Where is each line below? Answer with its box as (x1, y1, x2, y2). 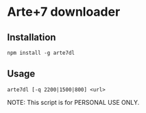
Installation (7, 32, 56, 43)
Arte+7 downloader (7, 4, 121, 20)
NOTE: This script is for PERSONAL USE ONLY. (7, 98, 140, 106)
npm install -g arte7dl (7, 49, 75, 56)
